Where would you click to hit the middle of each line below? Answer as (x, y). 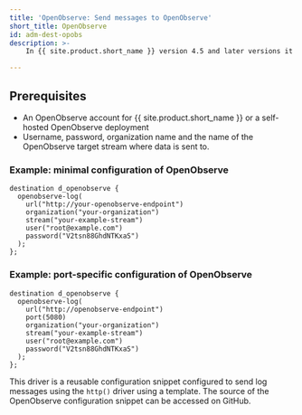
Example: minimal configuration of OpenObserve (119, 170)
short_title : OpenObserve (58, 26)
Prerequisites (48, 96)
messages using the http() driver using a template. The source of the (139, 391)
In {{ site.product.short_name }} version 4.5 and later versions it (160, 52)
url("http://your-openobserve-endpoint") (104, 204)
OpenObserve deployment (99, 127)
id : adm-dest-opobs (46, 34)
